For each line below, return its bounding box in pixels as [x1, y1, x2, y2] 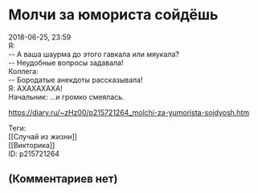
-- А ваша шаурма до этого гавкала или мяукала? [8, 49, 179, 59]
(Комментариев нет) [8, 172, 118, 186]
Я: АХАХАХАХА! [8, 83, 63, 93]
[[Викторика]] [8, 140, 55, 150]
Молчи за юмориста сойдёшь [8, 6, 219, 24]
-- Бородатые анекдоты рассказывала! [8, 75, 143, 84]
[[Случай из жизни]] [8, 131, 78, 142]
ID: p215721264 [8, 149, 60, 158]
